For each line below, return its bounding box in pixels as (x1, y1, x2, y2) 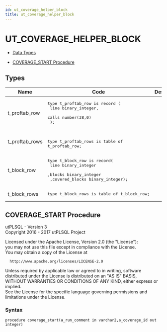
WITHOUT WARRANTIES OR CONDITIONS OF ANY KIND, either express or (5, 278, 158, 284)
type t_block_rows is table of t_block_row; (47, 191, 150, 197)
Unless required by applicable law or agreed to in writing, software (5, 268, 142, 274)
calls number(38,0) (47, 115, 92, 120)
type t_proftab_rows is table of (47, 139, 123, 144)
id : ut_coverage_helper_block (5, 7, 68, 12)
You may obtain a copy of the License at (5, 249, 88, 255)
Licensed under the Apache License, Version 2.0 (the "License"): (5, 239, 138, 245)
